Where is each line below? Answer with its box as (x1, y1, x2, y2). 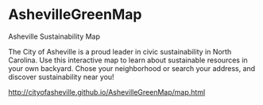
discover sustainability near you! (8, 72, 114, 81)
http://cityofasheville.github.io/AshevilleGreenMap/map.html (8, 87, 206, 96)
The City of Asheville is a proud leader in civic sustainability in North (8, 47, 232, 56)
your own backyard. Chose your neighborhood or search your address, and (8, 63, 256, 73)
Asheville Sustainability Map (8, 32, 101, 41)
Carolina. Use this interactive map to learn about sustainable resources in (8, 55, 248, 65)
